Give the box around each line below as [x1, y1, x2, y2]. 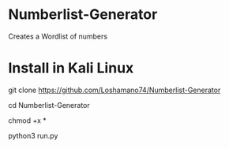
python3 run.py [8, 131, 58, 140]
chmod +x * [8, 116, 47, 125]
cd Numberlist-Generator [8, 100, 91, 109]
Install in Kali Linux [8, 59, 134, 77]
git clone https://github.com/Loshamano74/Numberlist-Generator [8, 85, 221, 94]
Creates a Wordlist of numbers [8, 31, 108, 41]
